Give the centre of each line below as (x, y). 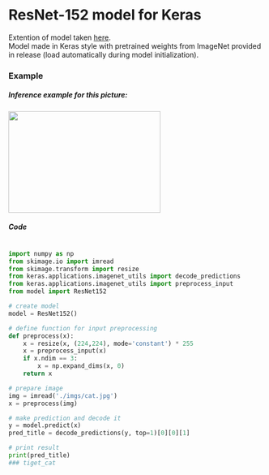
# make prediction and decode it (65, 418)
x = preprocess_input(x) (65, 351)
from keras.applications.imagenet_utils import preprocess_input (121, 284)
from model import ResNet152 (58, 291)
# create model (34, 306)
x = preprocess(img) (43, 404)
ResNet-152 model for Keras (105, 15)
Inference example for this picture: (68, 95)
